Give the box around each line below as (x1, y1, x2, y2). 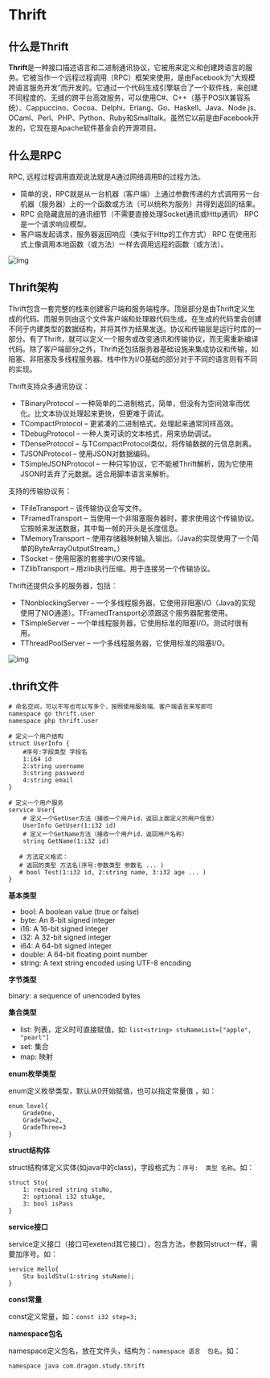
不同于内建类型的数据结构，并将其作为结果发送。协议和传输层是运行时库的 (8, 324, 255, 334)
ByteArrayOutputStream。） (34, 543, 125, 553)
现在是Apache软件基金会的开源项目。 (35, 123, 161, 132)
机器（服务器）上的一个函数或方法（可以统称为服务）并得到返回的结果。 (19, 199, 260, 209)
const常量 (8, 1295, 43, 1305)
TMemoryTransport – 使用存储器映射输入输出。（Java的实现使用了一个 (19, 533, 252, 543)
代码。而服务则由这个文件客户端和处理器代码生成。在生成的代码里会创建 (22, 313, 262, 323)
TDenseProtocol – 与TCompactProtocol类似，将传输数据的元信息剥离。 (19, 438, 256, 448)
